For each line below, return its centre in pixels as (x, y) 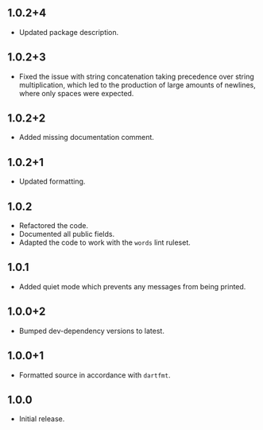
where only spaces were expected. (76, 93)
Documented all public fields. (67, 234)
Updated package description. (69, 32)
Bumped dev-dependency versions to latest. (91, 331)
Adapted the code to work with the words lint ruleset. (105, 242)
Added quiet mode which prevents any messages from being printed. (132, 286)
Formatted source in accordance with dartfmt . (95, 375)
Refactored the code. (54, 226)
